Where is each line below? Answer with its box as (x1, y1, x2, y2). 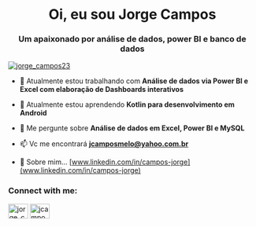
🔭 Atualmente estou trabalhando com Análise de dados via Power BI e (19, 76, 249, 86)
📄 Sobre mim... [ (19, 157, 72, 167)
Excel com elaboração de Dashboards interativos (19, 85, 184, 94)
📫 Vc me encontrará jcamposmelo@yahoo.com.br (19, 139, 189, 148)
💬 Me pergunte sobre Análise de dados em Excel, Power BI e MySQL (19, 123, 245, 133)
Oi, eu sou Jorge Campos (48, 5, 217, 24)
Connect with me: (8, 185, 78, 196)
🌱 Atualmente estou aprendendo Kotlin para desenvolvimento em (19, 100, 235, 109)
